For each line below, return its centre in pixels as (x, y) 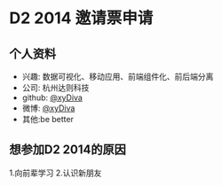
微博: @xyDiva (48, 108)
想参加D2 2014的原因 (68, 150)
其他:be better (48, 119)
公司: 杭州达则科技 (55, 88)
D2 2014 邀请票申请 (81, 18)
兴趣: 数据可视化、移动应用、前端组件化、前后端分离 (118, 77)
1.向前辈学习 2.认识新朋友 (55, 173)
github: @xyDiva (52, 97)
